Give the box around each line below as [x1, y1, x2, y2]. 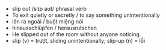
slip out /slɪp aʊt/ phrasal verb [11, 5, 87, 12]
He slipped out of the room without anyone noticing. [11, 31, 141, 38]
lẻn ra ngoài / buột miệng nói [11, 18, 84, 25]
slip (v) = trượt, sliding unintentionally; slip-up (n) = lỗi [11, 37, 146, 44]
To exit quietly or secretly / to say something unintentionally [11, 11, 161, 19]
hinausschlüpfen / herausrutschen [11, 24, 97, 31]
